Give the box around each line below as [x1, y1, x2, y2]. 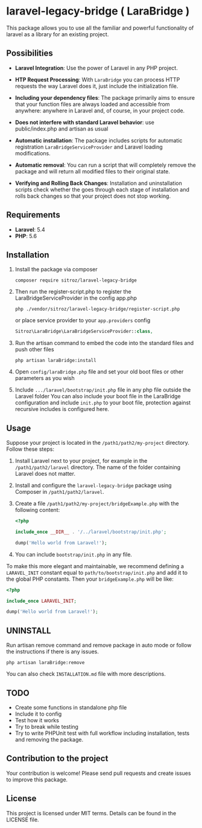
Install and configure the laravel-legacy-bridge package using [14, 482, 172, 489]
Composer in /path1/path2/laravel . [14, 488, 104, 496]
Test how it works [14, 716, 59, 723]
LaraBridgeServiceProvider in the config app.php [14, 294, 137, 302]
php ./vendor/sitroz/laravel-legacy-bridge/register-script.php [14, 306, 180, 312]
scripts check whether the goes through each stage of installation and [14, 186, 190, 193]
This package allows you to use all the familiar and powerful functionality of [6, 24, 194, 31]
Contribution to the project [6, 754, 109, 764]
